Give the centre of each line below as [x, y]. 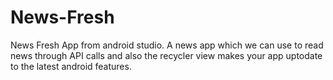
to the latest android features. [71, 66]
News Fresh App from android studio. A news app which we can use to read [167, 45]
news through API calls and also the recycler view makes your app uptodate [166, 55]
